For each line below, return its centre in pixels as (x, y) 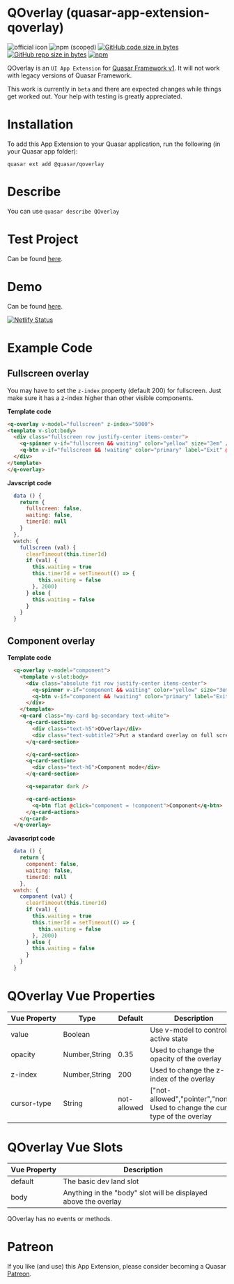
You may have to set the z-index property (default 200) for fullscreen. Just (114, 390)
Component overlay (51, 641)
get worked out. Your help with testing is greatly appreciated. (95, 96)
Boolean (77, 1034)
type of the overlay (181, 1116)
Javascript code (31, 839)
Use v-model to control (188, 1030)
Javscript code (30, 482)
